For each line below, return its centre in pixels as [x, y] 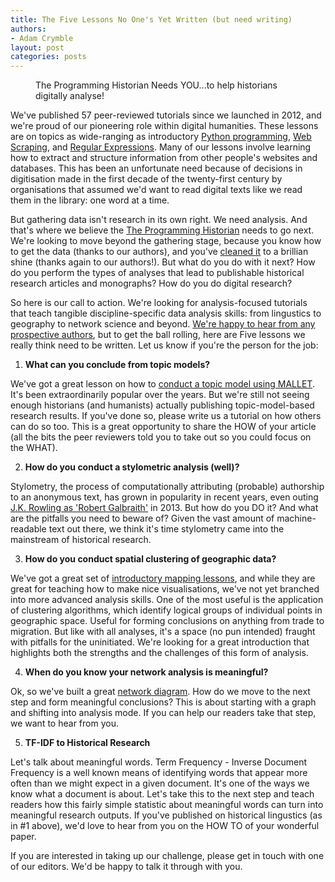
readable [28, 529]
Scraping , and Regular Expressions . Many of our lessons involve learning [161, 147]
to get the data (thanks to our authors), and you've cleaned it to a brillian [159, 252]
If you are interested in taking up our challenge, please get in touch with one [167, 856]
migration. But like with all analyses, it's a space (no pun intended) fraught [163, 632]
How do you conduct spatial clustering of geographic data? [150, 559]
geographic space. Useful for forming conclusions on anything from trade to [167, 621]
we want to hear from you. [64, 723]
